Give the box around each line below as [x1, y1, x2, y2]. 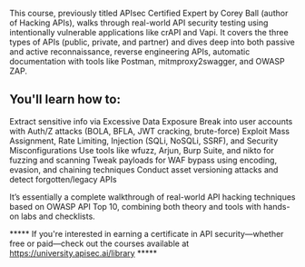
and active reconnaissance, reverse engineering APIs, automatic [9, 46, 251, 57]
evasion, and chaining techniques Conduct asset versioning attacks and [9, 163, 279, 175]
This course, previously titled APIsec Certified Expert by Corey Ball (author [9, 8, 289, 18]
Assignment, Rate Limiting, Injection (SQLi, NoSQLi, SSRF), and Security [9, 135, 279, 146]
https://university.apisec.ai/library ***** [9, 247, 157, 258]
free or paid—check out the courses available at [9, 238, 190, 249]
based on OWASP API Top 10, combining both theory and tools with [9, 201, 261, 212]
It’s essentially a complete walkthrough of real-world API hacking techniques [9, 191, 296, 203]
